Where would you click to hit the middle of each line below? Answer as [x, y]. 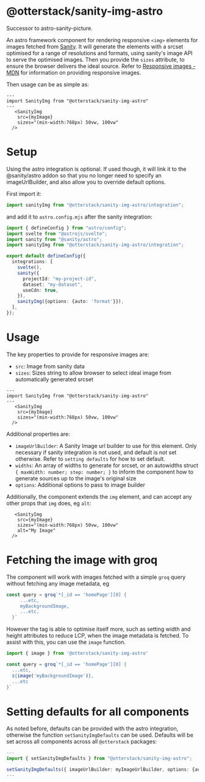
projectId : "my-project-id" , [59, 279]
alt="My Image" [37, 531]
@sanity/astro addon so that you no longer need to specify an [84, 175]
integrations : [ [32, 262]
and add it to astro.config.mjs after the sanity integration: [79, 217]
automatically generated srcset [54, 379]
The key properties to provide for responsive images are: [78, 354]
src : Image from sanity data [50, 366]
